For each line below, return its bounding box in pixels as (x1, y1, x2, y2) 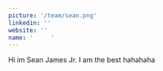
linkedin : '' (8, 19, 51, 27)
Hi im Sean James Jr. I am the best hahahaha (8, 55, 156, 65)
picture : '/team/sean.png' (8, 11, 97, 20)
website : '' (8, 26, 47, 34)
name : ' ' (8, 33, 55, 42)
